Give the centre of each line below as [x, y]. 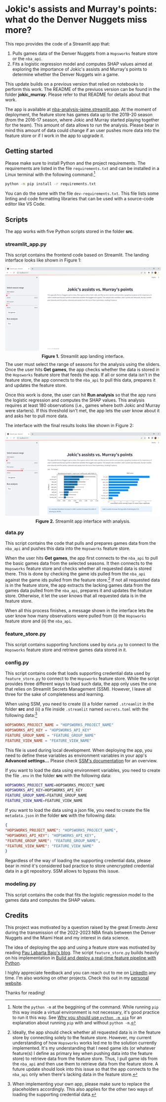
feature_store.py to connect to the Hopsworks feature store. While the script [82, 679]
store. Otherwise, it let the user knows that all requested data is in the [76, 595]
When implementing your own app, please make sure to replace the [81, 1084]
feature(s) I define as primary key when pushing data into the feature [82, 1054]
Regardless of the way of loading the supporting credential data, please [78, 861]
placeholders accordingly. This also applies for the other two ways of [83, 1089]
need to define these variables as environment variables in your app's [76, 755]
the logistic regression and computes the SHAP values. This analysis [75, 400]
